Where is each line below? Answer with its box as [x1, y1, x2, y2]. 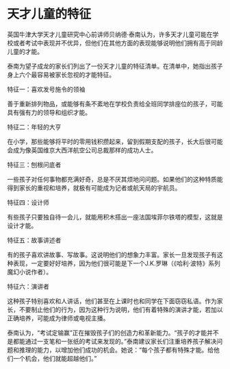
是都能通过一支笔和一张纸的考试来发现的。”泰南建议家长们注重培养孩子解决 [7, 337, 217, 345]
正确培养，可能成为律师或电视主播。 [7, 313, 110, 322]
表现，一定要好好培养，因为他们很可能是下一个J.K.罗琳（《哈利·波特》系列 [12, 259, 221, 267]
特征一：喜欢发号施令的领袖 [7, 85, 86, 93]
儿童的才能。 [7, 47, 43, 56]
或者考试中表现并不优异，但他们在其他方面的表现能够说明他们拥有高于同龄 [12, 38, 223, 47]
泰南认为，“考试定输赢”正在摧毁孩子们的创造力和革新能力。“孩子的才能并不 [7, 329, 219, 337]
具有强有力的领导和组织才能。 [7, 108, 91, 117]
